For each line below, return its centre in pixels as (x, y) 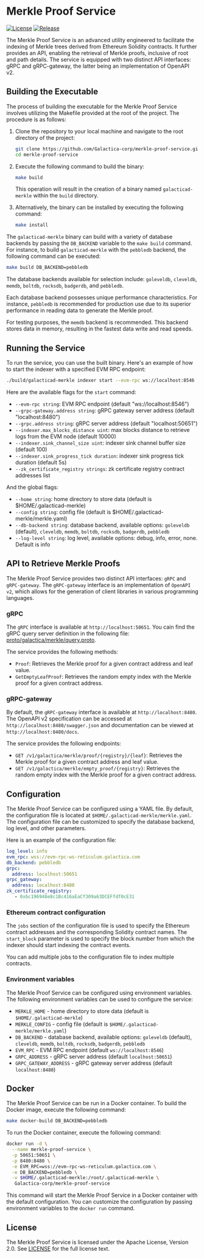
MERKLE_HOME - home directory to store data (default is (82, 1011)
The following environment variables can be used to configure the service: (100, 999)
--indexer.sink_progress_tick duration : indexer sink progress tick (100, 456)
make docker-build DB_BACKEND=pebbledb (57, 1121)
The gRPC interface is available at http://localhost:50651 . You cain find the (100, 627)
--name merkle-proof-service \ (51, 1150)
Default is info (33, 544)
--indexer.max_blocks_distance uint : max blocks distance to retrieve (102, 430)
